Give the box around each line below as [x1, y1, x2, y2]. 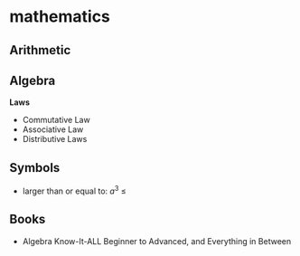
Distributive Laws [22, 134, 88, 145]
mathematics [9, 6, 111, 27]
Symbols [9, 160, 61, 175]
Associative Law [22, 124, 84, 135]
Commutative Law [22, 115, 90, 126]
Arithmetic [9, 43, 71, 58]
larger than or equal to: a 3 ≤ [22, 184, 127, 196]
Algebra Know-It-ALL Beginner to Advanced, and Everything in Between [22, 235, 292, 246]
